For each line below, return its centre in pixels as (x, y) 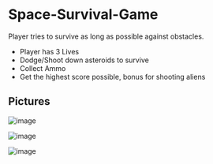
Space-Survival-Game (83, 15)
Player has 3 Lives (49, 51)
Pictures (29, 101)
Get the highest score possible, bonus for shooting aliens (112, 76)
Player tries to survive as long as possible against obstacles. (106, 36)
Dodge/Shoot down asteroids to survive (84, 60)
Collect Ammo (43, 68)
